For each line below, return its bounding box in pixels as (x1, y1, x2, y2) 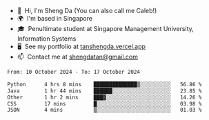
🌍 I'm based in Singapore (17, 14, 93, 22)
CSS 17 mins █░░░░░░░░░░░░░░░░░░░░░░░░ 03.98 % (7, 100, 202, 107)
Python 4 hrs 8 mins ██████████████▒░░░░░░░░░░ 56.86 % (7, 81, 202, 88)
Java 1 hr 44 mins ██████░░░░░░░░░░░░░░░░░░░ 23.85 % (7, 87, 202, 94)
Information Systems (17, 34, 77, 43)
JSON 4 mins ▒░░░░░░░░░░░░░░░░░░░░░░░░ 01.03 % (7, 107, 202, 114)
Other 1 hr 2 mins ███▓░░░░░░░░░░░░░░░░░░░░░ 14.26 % (7, 94, 202, 101)
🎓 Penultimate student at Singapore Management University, (17, 25, 195, 32)
